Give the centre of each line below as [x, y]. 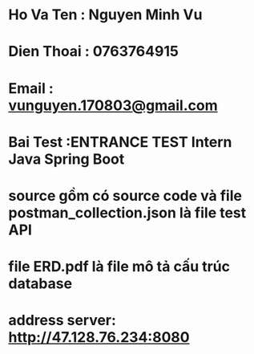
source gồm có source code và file [125, 195]
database [40, 284]
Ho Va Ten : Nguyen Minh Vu [105, 15]
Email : [31, 88]
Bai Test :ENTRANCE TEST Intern [120, 142]
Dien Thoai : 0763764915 [93, 52]
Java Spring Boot [67, 159]
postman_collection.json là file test [127, 212]
